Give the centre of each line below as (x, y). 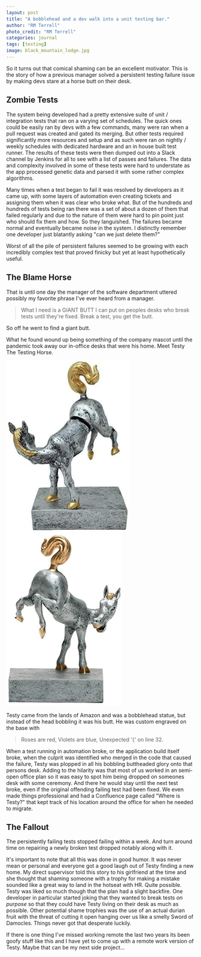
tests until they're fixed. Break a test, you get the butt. (87, 316)
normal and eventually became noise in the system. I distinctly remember (96, 228)
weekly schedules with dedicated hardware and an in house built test (92, 146)
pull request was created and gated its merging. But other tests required (95, 133)
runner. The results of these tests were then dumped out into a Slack (91, 152)
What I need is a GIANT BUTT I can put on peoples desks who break (105, 310)
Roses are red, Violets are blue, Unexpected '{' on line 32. (92, 739)
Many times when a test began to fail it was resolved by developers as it (95, 189)
